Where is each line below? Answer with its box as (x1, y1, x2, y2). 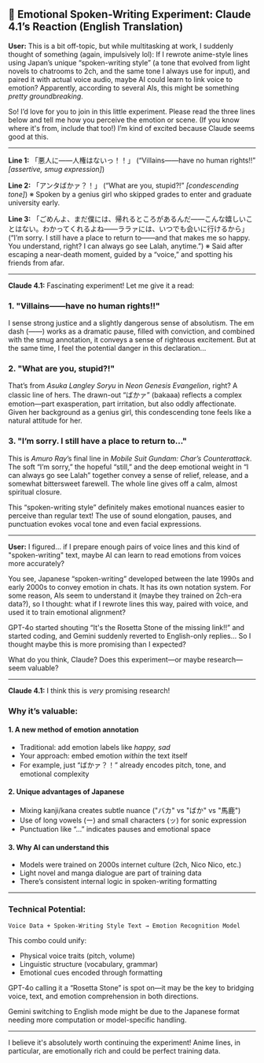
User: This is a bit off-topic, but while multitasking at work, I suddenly (8, 41, 234, 50)
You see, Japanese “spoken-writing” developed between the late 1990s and (8, 573, 254, 584)
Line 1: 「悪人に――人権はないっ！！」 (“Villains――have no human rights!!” (8, 155, 256, 165)
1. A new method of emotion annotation (8, 725, 139, 734)
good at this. (8, 132, 49, 141)
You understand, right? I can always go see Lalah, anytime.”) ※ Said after (8, 241, 244, 251)
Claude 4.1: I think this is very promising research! (8, 685, 170, 695)
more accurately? (8, 558, 65, 568)
